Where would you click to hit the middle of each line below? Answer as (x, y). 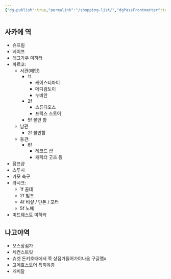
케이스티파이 (47, 83)
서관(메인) (30, 71)
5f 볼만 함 (37, 120)
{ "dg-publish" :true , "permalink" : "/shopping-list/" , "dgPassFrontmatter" (82, 10)
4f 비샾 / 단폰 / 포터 (39, 202)
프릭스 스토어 (48, 113)
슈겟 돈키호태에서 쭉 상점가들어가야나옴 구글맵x (59, 259)
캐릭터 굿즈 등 (49, 157)
